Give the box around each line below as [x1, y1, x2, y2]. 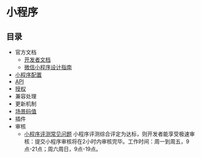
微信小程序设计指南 [24, 64, 72, 71]
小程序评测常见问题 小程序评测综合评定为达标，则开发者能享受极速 [24, 130, 190, 137]
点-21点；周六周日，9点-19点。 [24, 145, 101, 153]
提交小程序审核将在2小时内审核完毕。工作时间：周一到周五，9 [34, 138, 190, 145]
